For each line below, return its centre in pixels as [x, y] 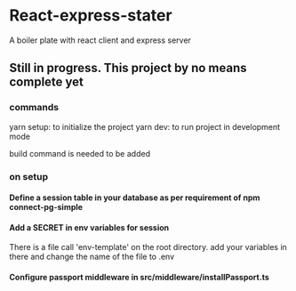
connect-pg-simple [46, 207]
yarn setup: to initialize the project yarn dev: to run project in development [145, 126]
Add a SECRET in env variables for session [89, 227]
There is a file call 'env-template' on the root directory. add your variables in [148, 247]
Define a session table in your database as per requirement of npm [135, 198]
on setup [29, 176]
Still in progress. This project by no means [128, 68]
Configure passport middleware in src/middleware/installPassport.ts [139, 277]
